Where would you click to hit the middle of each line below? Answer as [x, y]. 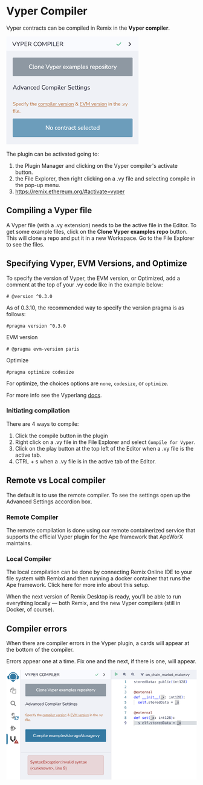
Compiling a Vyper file [49, 210]
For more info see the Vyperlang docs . [54, 395]
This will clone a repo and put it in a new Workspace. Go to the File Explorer [100, 238]
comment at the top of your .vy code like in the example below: [85, 284]
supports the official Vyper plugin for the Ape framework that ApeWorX [95, 537]
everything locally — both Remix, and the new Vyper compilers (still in [93, 603]
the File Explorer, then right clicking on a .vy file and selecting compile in [105, 178]
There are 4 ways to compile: [43, 424]
